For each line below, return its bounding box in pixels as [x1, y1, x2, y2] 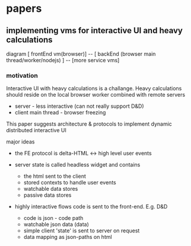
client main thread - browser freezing [14, 109, 106, 116]
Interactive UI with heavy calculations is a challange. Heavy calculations [6, 85, 182, 92]
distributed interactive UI [6, 127, 66, 134]
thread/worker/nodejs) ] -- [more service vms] [6, 57, 120, 63]
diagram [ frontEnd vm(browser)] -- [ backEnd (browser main [6, 50, 156, 57]
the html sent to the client [23, 172, 86, 180]
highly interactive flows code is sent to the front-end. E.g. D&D [14, 203, 168, 210]
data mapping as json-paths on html [23, 234, 112, 241]
